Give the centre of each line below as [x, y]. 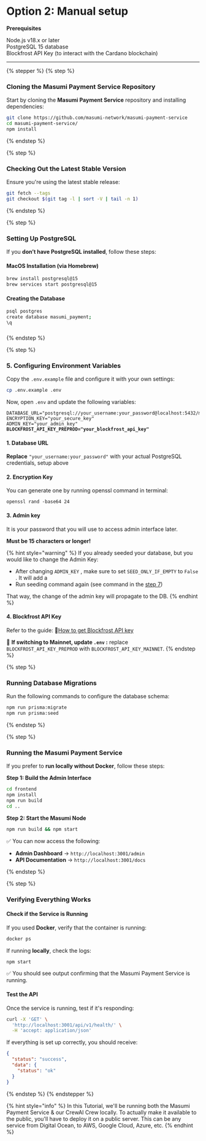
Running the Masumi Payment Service [64, 752]
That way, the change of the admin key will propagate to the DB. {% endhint [102, 596]
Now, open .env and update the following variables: [71, 402]
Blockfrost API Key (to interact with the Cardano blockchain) [82, 53]
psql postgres [25, 311]
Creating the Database [36, 298]
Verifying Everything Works [49, 899]
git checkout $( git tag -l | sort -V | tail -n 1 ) [72, 199]
